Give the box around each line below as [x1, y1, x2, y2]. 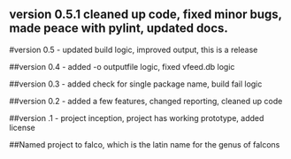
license [9, 122, 35, 132]
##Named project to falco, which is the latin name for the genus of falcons [9, 139, 280, 149]
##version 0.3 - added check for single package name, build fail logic [9, 79, 263, 89]
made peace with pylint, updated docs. [9, 21, 228, 36]
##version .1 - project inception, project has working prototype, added [9, 112, 264, 123]
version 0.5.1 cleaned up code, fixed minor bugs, [9, 7, 282, 22]
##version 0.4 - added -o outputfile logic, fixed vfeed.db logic [9, 61, 235, 72]
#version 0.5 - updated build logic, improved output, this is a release [9, 44, 258, 55]
